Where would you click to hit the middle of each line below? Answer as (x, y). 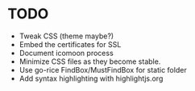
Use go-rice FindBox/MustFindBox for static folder (103, 69)
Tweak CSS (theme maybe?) (66, 36)
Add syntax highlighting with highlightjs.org (91, 78)
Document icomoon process (66, 53)
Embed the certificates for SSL (70, 44)
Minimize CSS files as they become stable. (90, 61)
